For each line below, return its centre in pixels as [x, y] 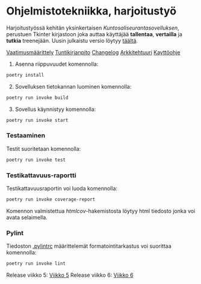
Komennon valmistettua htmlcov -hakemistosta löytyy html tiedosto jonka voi [101, 211]
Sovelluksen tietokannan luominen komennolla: [73, 86]
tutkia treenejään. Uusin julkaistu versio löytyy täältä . [72, 40]
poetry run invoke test [36, 160]
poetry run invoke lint [36, 263]
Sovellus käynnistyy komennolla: [55, 109]
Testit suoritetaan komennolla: [44, 148]
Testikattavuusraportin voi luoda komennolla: [62, 189]
